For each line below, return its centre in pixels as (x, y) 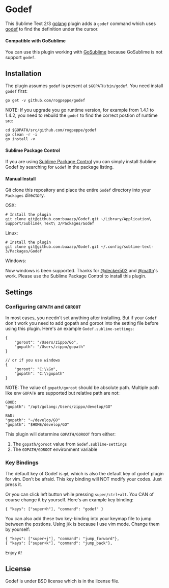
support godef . (21, 58)
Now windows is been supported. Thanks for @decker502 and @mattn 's (82, 271)
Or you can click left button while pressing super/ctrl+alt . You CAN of (80, 494)
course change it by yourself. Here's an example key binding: (69, 500)
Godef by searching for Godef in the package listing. (60, 167)
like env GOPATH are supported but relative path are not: (63, 393)
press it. (14, 484)
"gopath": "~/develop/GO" (33, 420)
